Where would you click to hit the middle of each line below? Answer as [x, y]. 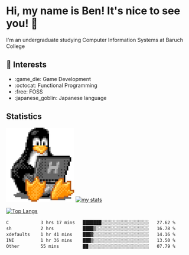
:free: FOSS [29, 91]
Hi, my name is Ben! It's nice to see [93, 11]
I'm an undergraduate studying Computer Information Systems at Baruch [95, 40]
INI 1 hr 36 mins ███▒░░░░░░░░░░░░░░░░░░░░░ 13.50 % [91, 240]
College [16, 46]
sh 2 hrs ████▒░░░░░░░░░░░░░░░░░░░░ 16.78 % [91, 228]
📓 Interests [27, 65]
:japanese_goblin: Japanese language [61, 98]
